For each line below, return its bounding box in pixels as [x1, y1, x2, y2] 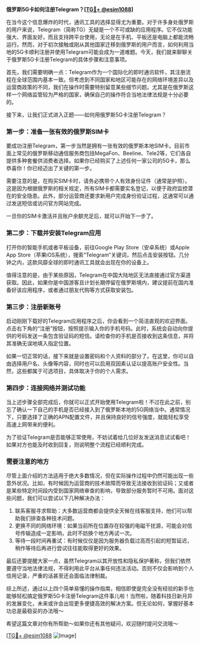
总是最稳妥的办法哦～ [11, 607, 64, 615]
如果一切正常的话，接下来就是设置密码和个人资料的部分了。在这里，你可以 [6, 352, 189, 359]
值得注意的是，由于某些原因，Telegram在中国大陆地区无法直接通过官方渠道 [6, 271, 191, 279]
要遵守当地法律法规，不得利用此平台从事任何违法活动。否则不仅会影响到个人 [6, 565, 194, 572]
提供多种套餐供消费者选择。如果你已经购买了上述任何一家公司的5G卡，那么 [6, 157, 190, 164]
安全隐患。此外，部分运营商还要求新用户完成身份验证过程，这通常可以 [16, 192, 189, 200]
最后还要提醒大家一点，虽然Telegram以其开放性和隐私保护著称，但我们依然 [6, 557, 191, 564]
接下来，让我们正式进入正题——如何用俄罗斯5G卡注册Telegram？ [6, 111, 167, 118]
